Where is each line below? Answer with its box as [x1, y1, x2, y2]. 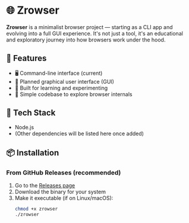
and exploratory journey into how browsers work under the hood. [6, 36, 166, 43]
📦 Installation [6, 148, 59, 158]
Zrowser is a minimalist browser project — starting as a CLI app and [6, 23, 174, 30]
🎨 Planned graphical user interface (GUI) [14, 78, 115, 85]
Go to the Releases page [14, 182, 75, 189]
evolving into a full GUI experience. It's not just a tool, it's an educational [6, 30, 183, 37]
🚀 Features [6, 53, 47, 63]
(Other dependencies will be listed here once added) [14, 130, 144, 137]
